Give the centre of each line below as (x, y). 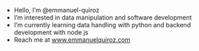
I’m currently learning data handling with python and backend (102, 25)
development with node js (51, 32)
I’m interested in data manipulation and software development (103, 17)
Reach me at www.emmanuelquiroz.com (72, 40)
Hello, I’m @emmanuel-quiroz (57, 10)
